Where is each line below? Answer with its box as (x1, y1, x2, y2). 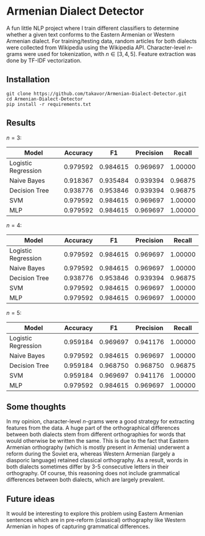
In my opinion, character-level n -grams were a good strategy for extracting (6, 418, 195, 425)
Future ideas (6, 493, 55, 504)
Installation (6, 74, 50, 85)
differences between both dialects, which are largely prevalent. (6, 476, 165, 484)
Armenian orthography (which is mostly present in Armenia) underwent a (6, 443, 190, 451)
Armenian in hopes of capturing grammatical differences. (6, 523, 151, 531)
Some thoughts (6, 401, 66, 412)
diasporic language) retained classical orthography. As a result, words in (6, 457, 189, 464)
